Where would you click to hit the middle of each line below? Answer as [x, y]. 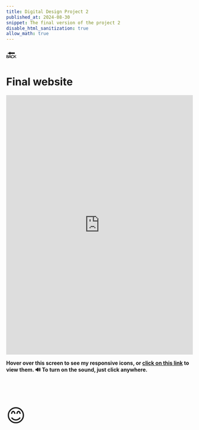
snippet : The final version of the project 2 [63, 23]
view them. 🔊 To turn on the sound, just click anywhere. [77, 370]
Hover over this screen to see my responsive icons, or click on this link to [98, 363]
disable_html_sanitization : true [47, 28]
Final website [39, 82]
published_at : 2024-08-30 [38, 17]
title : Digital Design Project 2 [47, 12]
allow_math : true [28, 34]
